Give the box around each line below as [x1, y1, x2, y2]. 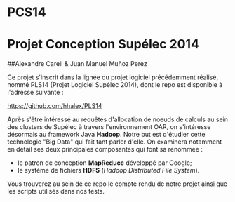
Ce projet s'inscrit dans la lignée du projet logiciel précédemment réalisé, [7, 73, 219, 81]
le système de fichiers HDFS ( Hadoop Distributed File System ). [17, 166, 200, 175]
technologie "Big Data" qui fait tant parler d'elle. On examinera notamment [7, 137, 222, 146]
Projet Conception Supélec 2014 [7, 36, 200, 53]
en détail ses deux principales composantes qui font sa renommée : [7, 145, 203, 154]
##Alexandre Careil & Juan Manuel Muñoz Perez [7, 60, 147, 68]
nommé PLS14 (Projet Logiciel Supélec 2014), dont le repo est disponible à [7, 81, 223, 89]
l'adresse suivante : [7, 88, 64, 97]
